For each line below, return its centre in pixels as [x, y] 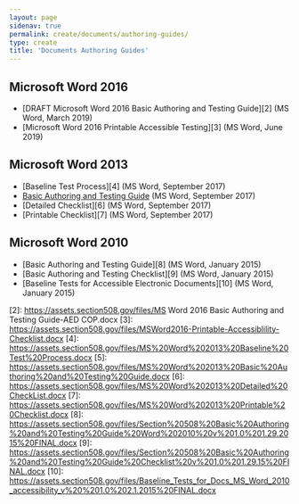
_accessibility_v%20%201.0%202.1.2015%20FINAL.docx [113, 490]
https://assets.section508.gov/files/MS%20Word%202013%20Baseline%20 [149, 348]
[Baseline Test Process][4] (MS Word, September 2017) [124, 186]
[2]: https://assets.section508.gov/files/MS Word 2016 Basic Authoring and [147, 310]
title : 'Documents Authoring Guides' [79, 51]
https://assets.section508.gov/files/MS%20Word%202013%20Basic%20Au [148, 367]
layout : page [33, 17]
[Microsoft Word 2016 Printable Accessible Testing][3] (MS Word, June [152, 127]
